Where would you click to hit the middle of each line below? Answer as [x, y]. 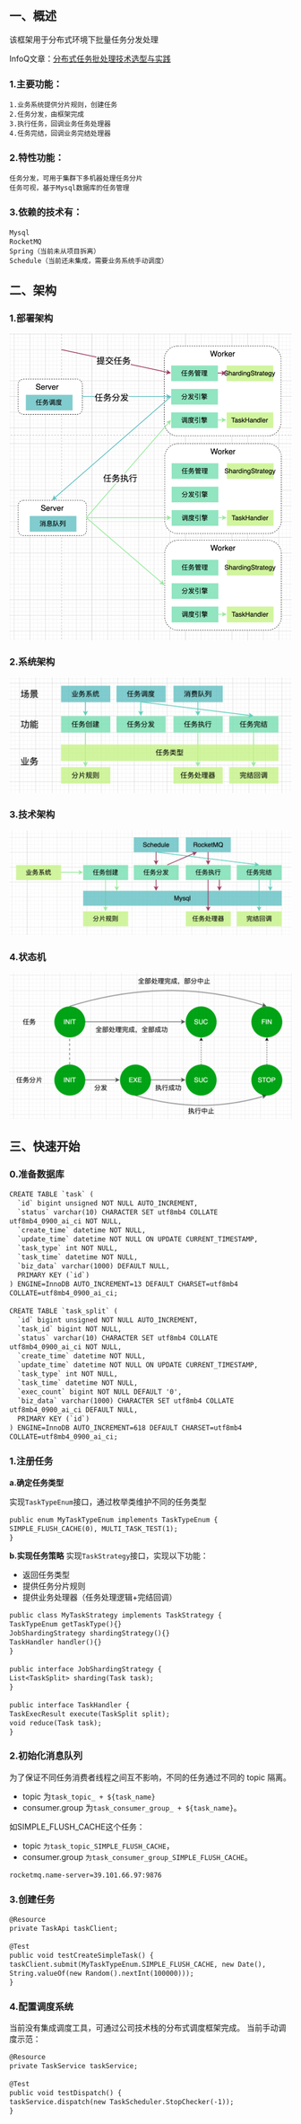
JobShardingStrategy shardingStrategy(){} [90, 1633]
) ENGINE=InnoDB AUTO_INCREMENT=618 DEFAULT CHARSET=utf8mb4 [126, 1428]
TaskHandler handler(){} [56, 1642]
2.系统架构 [32, 662]
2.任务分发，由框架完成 [47, 115]
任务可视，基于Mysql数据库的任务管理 [69, 188]
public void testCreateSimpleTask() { [82, 1956]
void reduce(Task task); [56, 1723]
